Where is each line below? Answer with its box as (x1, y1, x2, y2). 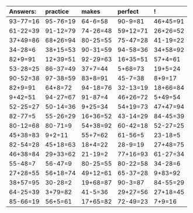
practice (45, 8, 69, 15)
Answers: (9, 8, 36, 15)
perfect (118, 8, 139, 15)
